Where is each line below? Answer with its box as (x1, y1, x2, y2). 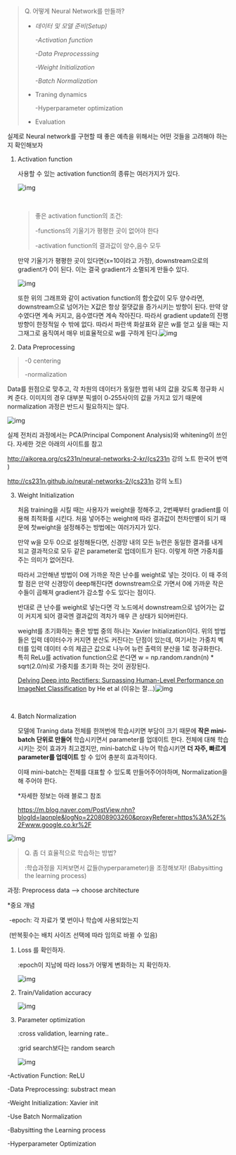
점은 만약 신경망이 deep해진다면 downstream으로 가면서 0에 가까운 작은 (25, 579, 224, 588)
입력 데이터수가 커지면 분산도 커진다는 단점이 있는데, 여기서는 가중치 (30, 635, 216, 644)
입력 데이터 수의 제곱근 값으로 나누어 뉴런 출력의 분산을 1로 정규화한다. (30, 645, 223, 652)
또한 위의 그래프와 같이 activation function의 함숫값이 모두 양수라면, (17, 294, 205, 302)
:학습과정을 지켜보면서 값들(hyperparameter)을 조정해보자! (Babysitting (24, 864, 223, 872)
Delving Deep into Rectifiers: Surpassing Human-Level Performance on (17, 676, 224, 684)
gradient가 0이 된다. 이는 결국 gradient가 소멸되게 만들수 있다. (17, 265, 190, 273)
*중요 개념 (7, 901, 35, 909)
